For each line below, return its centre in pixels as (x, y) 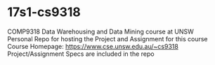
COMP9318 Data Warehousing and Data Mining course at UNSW (101, 31)
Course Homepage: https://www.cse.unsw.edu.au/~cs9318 (93, 46)
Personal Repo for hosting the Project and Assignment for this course (108, 38)
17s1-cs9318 (44, 12)
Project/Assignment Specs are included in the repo (81, 54)
